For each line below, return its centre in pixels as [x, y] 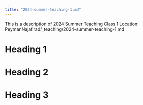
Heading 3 [27, 95]
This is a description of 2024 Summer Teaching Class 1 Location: [72, 24]
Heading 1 [26, 49]
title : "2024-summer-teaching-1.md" [43, 10]
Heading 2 [27, 72]
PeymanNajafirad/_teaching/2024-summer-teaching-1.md [65, 29]
